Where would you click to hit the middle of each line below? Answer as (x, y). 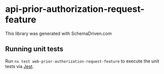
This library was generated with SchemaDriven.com (58, 33)
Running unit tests (34, 49)
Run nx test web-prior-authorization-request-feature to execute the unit (82, 61)
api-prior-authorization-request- (75, 9)
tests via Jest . (19, 66)
